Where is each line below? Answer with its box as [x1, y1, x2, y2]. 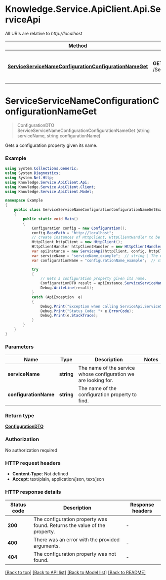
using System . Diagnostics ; [5, 171, 61, 176]
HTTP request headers [5, 459, 61, 466]
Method [68, 42, 87, 49]
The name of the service [78, 365, 135, 372]
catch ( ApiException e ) [31, 294, 83, 300]
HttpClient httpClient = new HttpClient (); [31, 240, 123, 245]
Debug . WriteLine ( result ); [40, 285, 94, 291]
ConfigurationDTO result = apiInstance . [40, 281, 125, 286]
